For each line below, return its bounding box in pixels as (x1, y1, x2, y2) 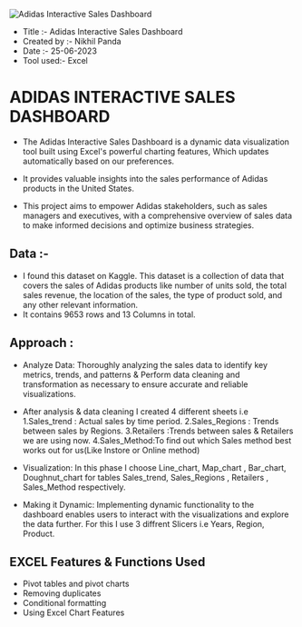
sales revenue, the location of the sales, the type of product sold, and (22, 289, 283, 300)
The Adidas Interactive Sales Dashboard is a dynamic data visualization (22, 136, 290, 147)
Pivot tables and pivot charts (22, 578, 130, 590)
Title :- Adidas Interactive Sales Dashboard (22, 26, 183, 36)
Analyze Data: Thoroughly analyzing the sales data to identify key (22, 359, 268, 370)
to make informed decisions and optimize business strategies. (22, 219, 255, 231)
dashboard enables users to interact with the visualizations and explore (22, 509, 289, 520)
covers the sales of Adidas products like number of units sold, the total (22, 280, 287, 291)
